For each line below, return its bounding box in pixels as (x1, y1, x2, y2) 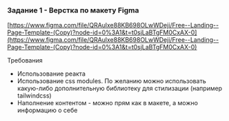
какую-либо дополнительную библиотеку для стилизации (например (17, 85, 223, 93)
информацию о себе (17, 106, 78, 115)
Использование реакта (17, 69, 86, 78)
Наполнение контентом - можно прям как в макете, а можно (17, 99, 199, 107)
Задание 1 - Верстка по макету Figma (7, 5, 139, 15)
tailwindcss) (17, 91, 52, 100)
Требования (7, 56, 43, 65)
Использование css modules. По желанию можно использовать (17, 77, 206, 85)
